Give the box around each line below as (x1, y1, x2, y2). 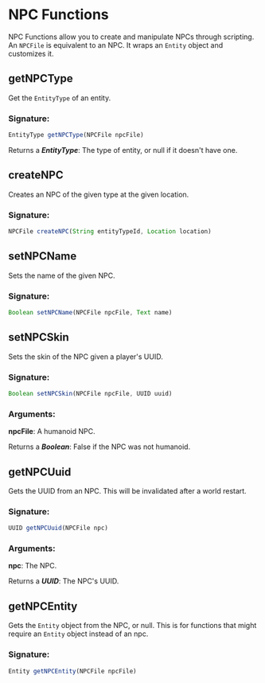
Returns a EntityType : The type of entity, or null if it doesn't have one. (8, 145, 238, 154)
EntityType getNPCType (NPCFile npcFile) (8, 131, 145, 139)
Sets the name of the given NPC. (8, 271, 115, 280)
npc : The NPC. (8, 561, 57, 571)
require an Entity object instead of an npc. (8, 629, 149, 638)
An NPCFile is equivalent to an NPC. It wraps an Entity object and (8, 40, 224, 49)
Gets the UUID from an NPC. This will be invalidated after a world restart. (8, 486, 247, 495)
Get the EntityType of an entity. (8, 93, 111, 103)
